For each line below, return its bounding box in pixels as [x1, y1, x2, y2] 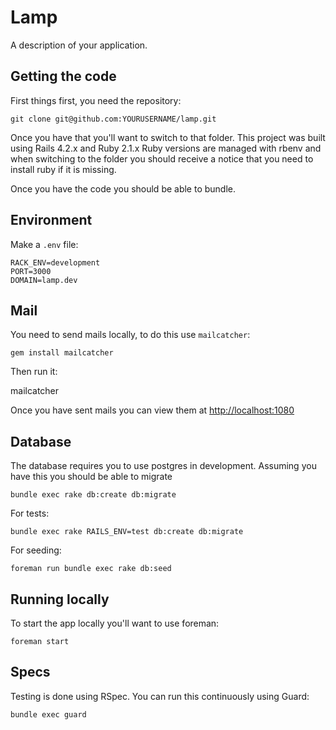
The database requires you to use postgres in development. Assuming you [10, 460, 317, 472]
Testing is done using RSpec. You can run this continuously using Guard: [10, 690, 310, 702]
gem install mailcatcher [10, 348, 114, 358]
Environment [10, 212, 93, 229]
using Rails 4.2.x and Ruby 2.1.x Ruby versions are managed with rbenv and [10, 142, 322, 154]
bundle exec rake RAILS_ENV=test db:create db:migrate [10, 527, 244, 537]
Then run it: [10, 366, 58, 378]
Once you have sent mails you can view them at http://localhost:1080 [10, 404, 295, 416]
